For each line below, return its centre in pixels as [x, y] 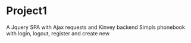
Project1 [27, 11]
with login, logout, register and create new [58, 33]
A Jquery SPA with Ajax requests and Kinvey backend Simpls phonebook [96, 27]
